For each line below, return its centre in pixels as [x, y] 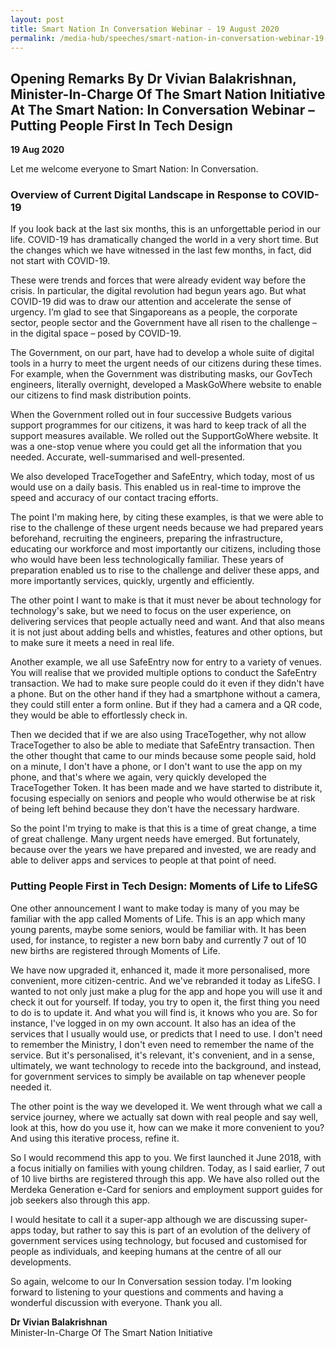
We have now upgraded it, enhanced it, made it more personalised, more [160, 970]
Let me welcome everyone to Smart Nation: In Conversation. [134, 169]
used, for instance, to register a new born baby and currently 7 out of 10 [158, 940]
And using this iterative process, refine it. [95, 1138]
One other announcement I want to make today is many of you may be [155, 908]
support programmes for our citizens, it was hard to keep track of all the [158, 425]
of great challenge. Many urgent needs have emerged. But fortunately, [155, 839]
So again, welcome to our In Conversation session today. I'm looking [151, 1281]
